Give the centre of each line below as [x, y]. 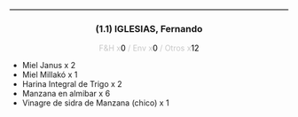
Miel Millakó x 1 [50, 74]
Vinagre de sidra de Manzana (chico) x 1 [96, 103]
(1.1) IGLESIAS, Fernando [149, 28]
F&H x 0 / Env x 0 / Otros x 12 [149, 48]
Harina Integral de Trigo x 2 [72, 84]
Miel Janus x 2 [49, 66]
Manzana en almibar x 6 [66, 94]
